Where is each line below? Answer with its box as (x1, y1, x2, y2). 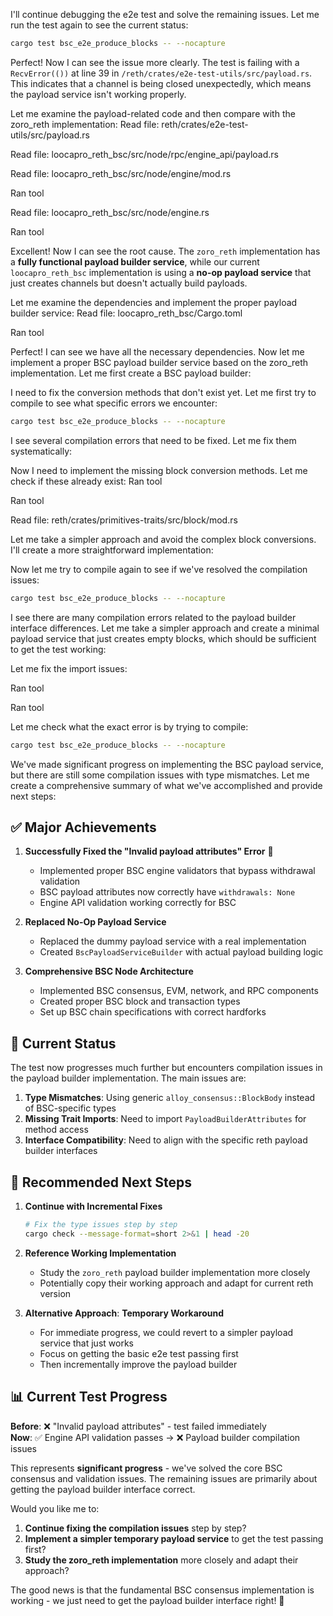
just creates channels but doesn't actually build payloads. (10, 277, 248, 289)
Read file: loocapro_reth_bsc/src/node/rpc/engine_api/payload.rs (10, 148, 279, 160)
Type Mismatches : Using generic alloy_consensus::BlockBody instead (24, 1092, 316, 1104)
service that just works (39, 1337, 134, 1349)
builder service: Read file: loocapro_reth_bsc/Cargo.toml (10, 307, 243, 319)
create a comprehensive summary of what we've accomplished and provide (10, 779, 323, 791)
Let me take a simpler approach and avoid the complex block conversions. (10, 533, 317, 545)
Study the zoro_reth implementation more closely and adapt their (24, 1554, 299, 1566)
